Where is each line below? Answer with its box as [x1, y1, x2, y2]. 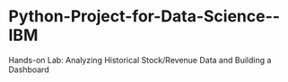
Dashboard [8, 64, 50, 75]
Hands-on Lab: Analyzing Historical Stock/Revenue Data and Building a [8, 54, 272, 65]
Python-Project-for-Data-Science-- [8, 6, 280, 27]
